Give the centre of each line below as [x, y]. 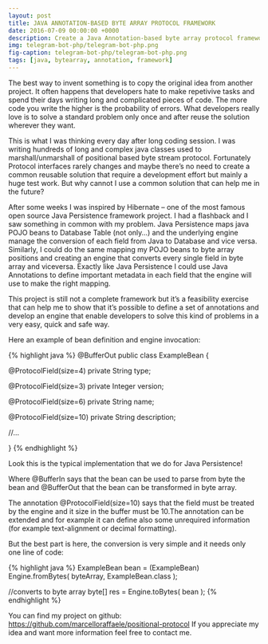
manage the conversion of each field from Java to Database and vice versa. [133, 241]
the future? [26, 192]
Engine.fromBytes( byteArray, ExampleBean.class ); [93, 576]
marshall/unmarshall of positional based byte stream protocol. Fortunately [130, 157]
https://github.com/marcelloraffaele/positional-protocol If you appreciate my [134, 624]
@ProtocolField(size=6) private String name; [81, 401]
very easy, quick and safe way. [59, 324]
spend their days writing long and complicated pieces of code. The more [128, 100]
